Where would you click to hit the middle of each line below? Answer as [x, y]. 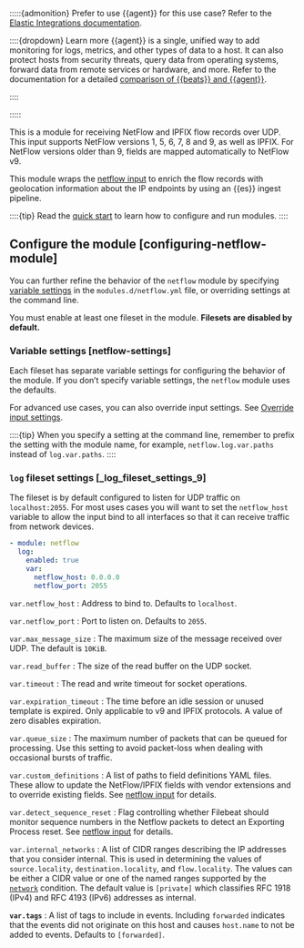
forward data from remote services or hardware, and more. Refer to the [143, 69]
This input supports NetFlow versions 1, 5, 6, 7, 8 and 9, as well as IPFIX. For [152, 142]
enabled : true [52, 561]
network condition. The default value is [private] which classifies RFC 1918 [150, 888]
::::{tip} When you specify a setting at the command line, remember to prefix [152, 435]
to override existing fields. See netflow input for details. [113, 794]
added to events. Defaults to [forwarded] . [87, 934]
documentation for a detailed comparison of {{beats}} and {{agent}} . [138, 79]
